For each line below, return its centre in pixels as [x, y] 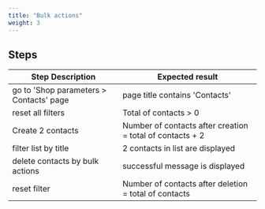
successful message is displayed [183, 166]
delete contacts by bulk [56, 161]
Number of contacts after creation [185, 125]
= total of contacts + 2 [163, 136]
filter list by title [41, 148]
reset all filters [39, 113]
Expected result [188, 77]
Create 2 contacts [45, 131]
